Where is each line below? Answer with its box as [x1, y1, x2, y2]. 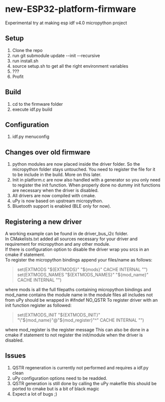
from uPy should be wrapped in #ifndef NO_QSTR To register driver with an [5, 297, 158, 303]
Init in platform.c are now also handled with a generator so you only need [12, 177, 161, 183]
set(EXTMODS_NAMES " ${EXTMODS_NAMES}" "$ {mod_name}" [17, 272, 149, 277]
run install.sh [12, 58, 38, 64]
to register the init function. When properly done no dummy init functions [12, 182, 161, 188]
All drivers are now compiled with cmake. [12, 193, 96, 199]
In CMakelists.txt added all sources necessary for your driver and [5, 236, 138, 242]
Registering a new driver [5, 218, 82, 226]
